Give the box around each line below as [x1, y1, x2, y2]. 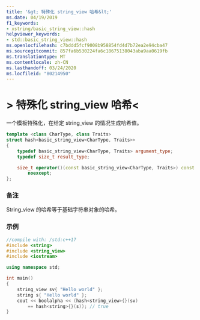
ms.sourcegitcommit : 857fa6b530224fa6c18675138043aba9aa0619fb [6, 48, 168, 54]
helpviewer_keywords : [6, 31, 61, 37]
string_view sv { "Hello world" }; [17, 286, 103, 292]
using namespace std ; [6, 265, 61, 271]
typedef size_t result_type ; [17, 154, 90, 160]
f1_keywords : [6, 20, 39, 26]
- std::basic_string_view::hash [6, 37, 87, 43]
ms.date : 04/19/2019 [6, 14, 58, 20]
